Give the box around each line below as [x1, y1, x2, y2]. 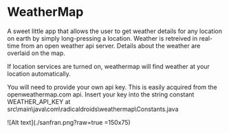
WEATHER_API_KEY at [7, 97, 71, 105]
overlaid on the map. [7, 49, 65, 57]
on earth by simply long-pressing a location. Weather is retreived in [7, 34, 198, 42]
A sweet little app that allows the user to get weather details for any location [7, 27, 222, 35]
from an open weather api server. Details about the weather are [21, 41, 201, 50]
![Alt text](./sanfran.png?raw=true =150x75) [7, 118, 131, 126]
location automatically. [7, 70, 71, 78]
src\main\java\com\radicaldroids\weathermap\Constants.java [7, 105, 179, 113]
